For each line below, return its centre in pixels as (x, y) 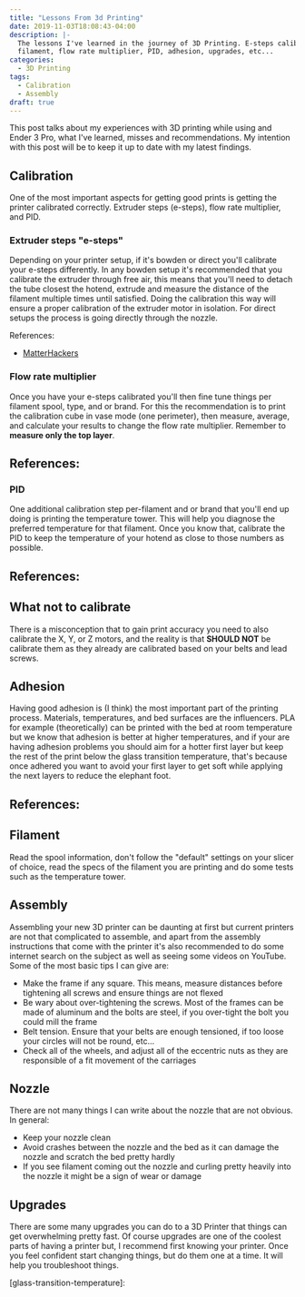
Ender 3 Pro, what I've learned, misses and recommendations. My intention (150, 138)
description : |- (40, 34)
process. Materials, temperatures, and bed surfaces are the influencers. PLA (152, 718)
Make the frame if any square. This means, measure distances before (152, 983)
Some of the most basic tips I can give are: (89, 965)
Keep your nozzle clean (67, 1138)
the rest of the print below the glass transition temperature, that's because (148, 757)
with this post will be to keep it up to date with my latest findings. (131, 147)
